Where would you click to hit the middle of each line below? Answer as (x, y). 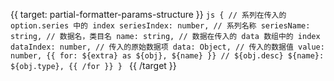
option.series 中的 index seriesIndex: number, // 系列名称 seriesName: (160, 26)
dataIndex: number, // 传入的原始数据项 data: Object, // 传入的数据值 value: (167, 47)
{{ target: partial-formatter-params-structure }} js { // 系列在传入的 (148, 14)
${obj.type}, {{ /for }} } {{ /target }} (93, 65)
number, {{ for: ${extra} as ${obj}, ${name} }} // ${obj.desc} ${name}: (167, 56)
